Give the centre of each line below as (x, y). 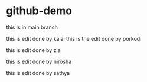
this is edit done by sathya (38, 73)
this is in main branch (32, 27)
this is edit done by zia (33, 50)
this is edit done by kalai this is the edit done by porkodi (74, 38)
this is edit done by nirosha (39, 61)
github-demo (39, 11)
